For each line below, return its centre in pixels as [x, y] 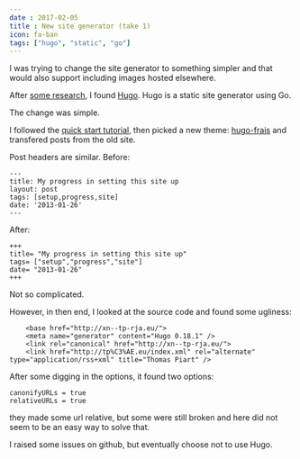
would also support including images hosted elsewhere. [113, 78]
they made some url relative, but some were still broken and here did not [144, 418]
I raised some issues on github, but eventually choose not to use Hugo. [141, 445]
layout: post [34, 190]
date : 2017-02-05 [44, 18]
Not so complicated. [47, 294]
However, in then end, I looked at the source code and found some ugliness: [150, 312]
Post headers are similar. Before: [70, 157]
